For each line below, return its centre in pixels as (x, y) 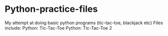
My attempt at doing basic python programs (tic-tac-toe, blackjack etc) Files (84, 23)
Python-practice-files (51, 9)
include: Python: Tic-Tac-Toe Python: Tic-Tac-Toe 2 (58, 28)
